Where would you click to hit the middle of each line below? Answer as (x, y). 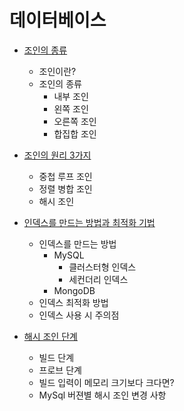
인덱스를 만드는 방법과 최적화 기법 (89, 222)
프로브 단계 (60, 370)
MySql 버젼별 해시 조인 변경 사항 (102, 395)
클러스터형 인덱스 (102, 267)
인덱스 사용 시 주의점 (79, 315)
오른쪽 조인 (75, 121)
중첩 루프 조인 (65, 176)
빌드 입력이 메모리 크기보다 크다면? (106, 382)
